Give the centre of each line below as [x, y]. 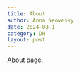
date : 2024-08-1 [31, 27]
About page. [25, 60]
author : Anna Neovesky [40, 20]
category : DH [26, 33]
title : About [26, 14]
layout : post [26, 40]
